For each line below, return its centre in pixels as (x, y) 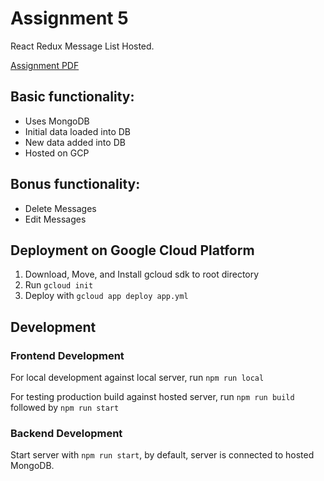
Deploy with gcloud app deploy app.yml (106, 296)
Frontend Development (67, 355)
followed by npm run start (65, 408)
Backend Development (66, 433)
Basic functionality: (72, 97)
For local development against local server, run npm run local (137, 378)
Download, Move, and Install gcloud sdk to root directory (142, 274)
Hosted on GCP (57, 153)
